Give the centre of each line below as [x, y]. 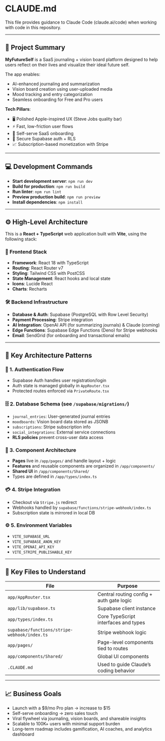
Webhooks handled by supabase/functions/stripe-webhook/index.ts [82, 507]
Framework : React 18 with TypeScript [50, 263]
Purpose [127, 586]
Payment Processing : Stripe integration [53, 320]
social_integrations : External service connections [64, 432]
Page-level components [125, 642]
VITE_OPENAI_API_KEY [33, 547]
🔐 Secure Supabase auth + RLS [44, 138]
